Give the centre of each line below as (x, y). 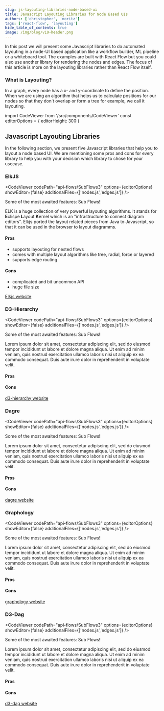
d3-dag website (21, 704)
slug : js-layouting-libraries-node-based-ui (51, 10)
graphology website (25, 602)
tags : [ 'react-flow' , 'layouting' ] (41, 23)
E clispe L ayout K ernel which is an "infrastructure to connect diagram (75, 217)
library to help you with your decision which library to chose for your (74, 159)
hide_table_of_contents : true (36, 28)
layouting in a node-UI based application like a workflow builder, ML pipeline (82, 51)
